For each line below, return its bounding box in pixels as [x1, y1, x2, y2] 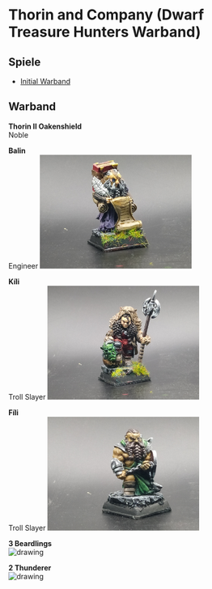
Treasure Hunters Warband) [8, 23, 201, 41]
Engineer [8, 261, 39, 270]
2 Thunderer [8, 562, 52, 572]
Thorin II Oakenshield [8, 121, 83, 131]
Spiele [8, 55, 41, 69]
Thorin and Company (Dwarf [8, 6, 205, 24]
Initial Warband [19, 77, 71, 86]
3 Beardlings [8, 538, 53, 548]
